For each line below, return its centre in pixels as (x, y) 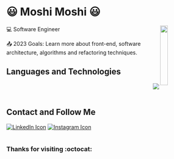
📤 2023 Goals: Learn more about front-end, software (74, 43)
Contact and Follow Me (51, 112)
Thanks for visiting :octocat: (49, 149)
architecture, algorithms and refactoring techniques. (72, 52)
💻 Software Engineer (33, 29)
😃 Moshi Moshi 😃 (53, 12)
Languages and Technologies (63, 72)
